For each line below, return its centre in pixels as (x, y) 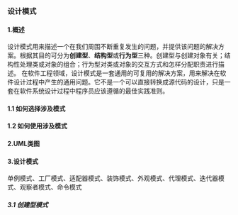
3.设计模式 (23, 161)
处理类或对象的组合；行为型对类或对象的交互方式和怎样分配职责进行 (119, 65)
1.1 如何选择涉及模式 (36, 109)
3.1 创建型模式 (28, 204)
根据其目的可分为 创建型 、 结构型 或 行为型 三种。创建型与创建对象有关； (122, 55)
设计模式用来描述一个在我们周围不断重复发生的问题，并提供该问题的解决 (113, 47)
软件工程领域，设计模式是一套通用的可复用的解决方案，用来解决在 (124, 73)
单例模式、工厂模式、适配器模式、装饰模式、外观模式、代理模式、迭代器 (113, 178)
